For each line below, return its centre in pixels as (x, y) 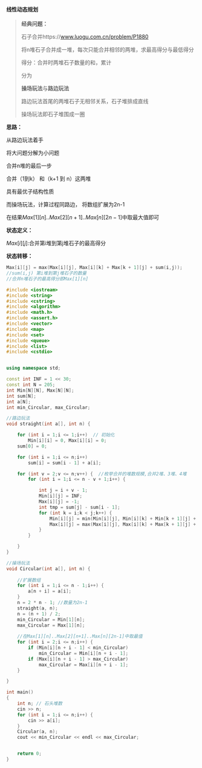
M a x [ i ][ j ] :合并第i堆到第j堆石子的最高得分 (56, 243)
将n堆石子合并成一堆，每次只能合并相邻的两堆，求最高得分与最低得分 (108, 50)
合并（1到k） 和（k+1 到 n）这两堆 (49, 178)
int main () (20, 692)
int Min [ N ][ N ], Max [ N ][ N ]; (40, 390)
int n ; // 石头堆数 (40, 704)
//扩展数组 (29, 580)
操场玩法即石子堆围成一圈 (53, 114)
